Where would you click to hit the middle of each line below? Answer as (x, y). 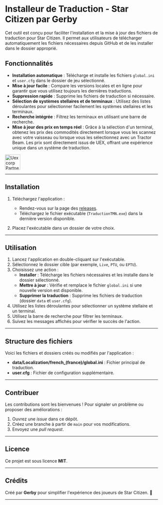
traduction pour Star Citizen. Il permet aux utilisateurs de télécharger (73, 38)
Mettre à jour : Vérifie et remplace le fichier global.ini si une (81, 285)
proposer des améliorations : (34, 409)
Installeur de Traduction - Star (67, 9)
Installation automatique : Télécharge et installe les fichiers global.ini (83, 75)
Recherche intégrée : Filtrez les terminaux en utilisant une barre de (79, 117)
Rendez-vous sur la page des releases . (58, 208)
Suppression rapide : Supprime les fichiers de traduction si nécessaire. (83, 96)
